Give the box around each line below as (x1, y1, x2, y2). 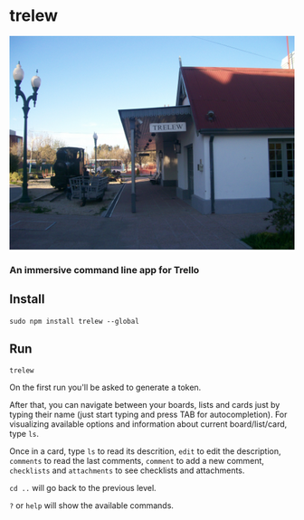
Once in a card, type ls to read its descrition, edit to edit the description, (9, 446, 282, 457)
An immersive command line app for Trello (9, 263, 200, 276)
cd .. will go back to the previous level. (9, 483, 157, 494)
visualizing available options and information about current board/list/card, (9, 419, 288, 430)
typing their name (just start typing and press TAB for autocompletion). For (9, 409, 288, 421)
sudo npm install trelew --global (9, 317, 140, 326)
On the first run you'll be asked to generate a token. (9, 382, 202, 393)
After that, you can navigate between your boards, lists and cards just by (9, 400, 280, 411)
